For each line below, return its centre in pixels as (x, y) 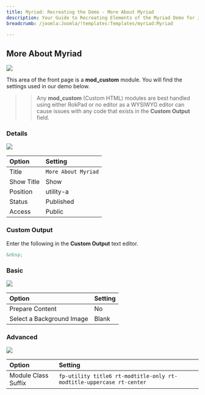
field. (43, 118)
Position (21, 192)
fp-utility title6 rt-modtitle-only (112, 376)
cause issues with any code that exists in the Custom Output (113, 111)
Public (55, 212)
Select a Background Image (49, 318)
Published (60, 201)
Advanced (22, 337)
